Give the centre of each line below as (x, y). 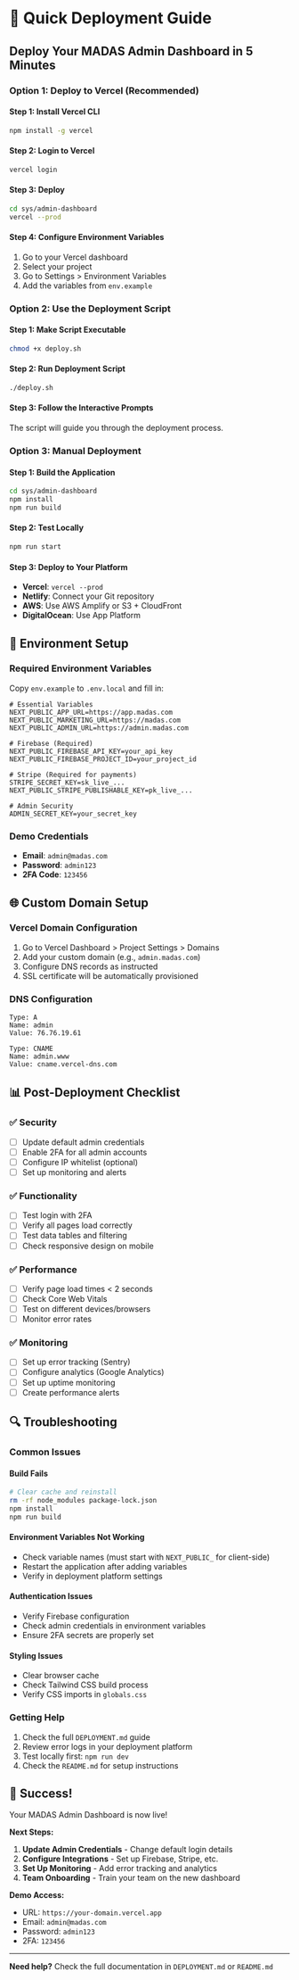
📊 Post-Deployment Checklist (95, 1093)
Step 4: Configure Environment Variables (87, 237)
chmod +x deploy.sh (45, 348)
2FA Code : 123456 (55, 874)
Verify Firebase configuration (76, 1616)
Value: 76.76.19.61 (45, 1033)
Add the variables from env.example (87, 286)
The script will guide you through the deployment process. (117, 428)
